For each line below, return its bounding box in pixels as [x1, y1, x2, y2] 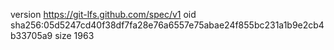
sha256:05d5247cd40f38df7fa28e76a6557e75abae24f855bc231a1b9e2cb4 [10, 19, 325, 31]
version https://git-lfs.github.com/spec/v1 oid [10, 9, 197, 20]
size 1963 [54, 30, 95, 41]
